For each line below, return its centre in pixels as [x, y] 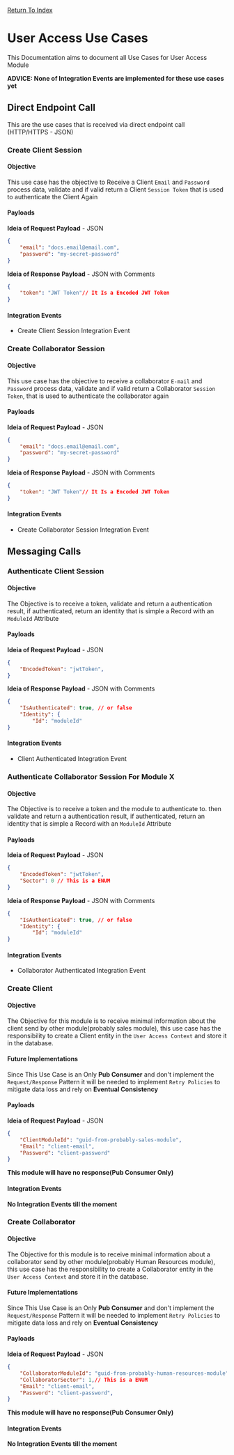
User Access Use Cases [78, 38]
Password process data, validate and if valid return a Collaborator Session [111, 388]
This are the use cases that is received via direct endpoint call [96, 124]
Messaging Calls [44, 552]
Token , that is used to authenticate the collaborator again [88, 396]
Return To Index [30, 10]
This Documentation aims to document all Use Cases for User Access [107, 57]
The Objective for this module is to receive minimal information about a [109, 1254]
